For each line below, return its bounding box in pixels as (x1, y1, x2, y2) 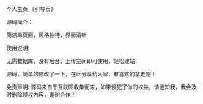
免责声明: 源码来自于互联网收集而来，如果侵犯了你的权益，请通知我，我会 (6, 83, 191, 91)
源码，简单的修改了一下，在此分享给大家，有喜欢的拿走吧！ (6, 70, 157, 78)
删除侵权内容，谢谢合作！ (11, 91, 76, 98)
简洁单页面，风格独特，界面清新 (6, 31, 87, 39)
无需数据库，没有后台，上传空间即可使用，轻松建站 (6, 58, 135, 64)
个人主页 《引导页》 (6, 6, 56, 12)
